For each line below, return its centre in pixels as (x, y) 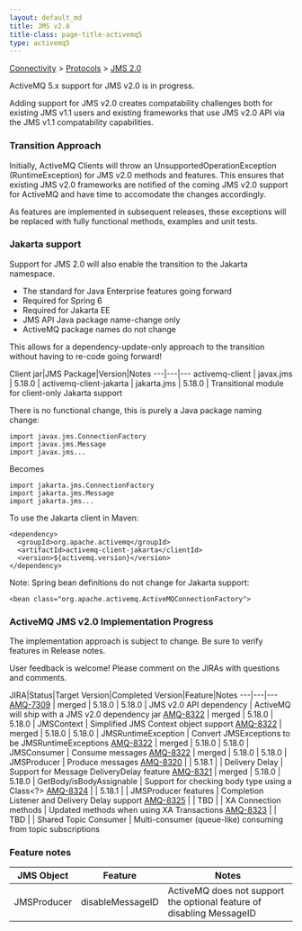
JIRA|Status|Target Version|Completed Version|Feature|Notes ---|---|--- (144, 695)
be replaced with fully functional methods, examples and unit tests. (133, 221)
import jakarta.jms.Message (62, 493)
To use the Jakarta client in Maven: (74, 518)
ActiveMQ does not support (226, 890)
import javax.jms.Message (58, 444)
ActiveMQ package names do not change (99, 329)
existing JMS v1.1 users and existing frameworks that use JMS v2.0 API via (147, 113)
